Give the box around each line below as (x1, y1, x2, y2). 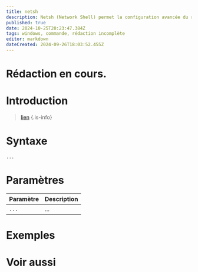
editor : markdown (6, 36, 49, 42)
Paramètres (6, 174, 64, 187)
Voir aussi (6, 255, 56, 269)
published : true (6, 20, 46, 25)
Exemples (6, 229, 55, 242)
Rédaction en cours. (6, 67, 107, 80)
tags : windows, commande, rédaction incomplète (6, 31, 126, 37)
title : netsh (6, 8, 38, 15)
